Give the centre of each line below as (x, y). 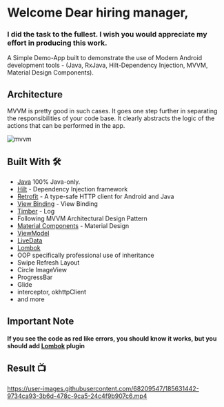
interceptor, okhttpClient (52, 292)
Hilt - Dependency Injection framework (72, 189)
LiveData (30, 240)
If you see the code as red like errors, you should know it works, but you (112, 339)
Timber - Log (36, 211)
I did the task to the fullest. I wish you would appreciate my (108, 35)
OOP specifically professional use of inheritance (85, 255)
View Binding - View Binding (58, 204)
